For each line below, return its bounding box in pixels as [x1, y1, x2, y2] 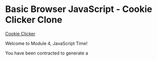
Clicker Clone [5, 14, 62, 25]
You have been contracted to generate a [5, 50, 88, 56]
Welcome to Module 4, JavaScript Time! [5, 40, 88, 46]
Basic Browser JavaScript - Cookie [5, 3, 152, 15]
